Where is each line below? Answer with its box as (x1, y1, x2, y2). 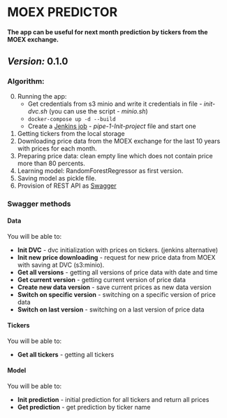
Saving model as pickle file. (17, 174, 96, 183)
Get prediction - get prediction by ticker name (17, 403, 151, 411)
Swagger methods (7, 199, 71, 209)
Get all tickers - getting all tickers (17, 350, 115, 358)
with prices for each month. (17, 144, 97, 153)
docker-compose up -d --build (27, 116, 117, 123)
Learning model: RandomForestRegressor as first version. (17, 167, 184, 175)
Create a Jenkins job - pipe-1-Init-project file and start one (27, 122, 197, 130)
